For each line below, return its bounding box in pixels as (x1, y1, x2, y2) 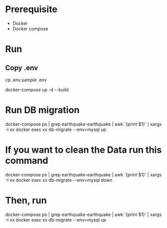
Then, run (5, 195, 47, 206)
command (5, 155, 49, 166)
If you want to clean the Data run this (5, 144, 162, 156)
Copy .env (5, 63, 38, 72)
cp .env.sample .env (5, 77, 47, 83)
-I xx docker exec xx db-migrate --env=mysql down (5, 177, 113, 183)
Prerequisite (5, 4, 58, 15)
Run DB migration (5, 105, 79, 116)
